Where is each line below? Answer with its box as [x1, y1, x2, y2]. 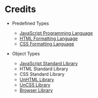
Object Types [12, 51, 40, 57]
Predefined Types [12, 20, 49, 26]
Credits [5, 4, 36, 15]
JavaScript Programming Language [19, 30, 93, 36]
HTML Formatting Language [19, 35, 78, 41]
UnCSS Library [19, 82, 51, 88]
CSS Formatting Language [19, 40, 74, 46]
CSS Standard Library [19, 71, 65, 77]
